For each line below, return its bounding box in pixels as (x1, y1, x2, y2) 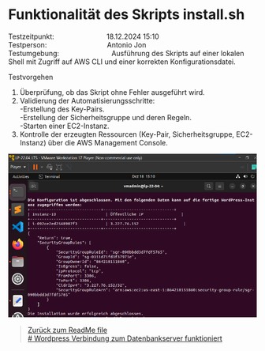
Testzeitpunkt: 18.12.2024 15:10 (8, 32, 159, 41)
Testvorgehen (8, 72, 54, 81)
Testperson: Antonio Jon (8, 40, 147, 49)
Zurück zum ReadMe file (27, 325, 108, 334)
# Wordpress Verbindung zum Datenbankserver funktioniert (27, 334, 222, 343)
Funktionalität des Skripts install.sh (8, 6, 245, 24)
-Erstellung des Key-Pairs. (19, 104, 105, 114)
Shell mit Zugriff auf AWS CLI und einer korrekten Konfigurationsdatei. (8, 57, 236, 66)
